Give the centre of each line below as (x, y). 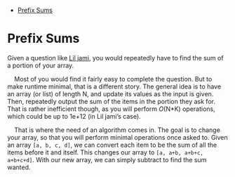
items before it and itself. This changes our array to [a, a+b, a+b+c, (105, 152)
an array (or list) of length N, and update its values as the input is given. (110, 93)
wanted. (19, 167)
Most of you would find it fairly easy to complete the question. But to (113, 79)
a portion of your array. (41, 65)
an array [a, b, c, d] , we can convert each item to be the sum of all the (112, 145)
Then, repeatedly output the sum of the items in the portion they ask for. (112, 101)
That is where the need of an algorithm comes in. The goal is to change (117, 130)
